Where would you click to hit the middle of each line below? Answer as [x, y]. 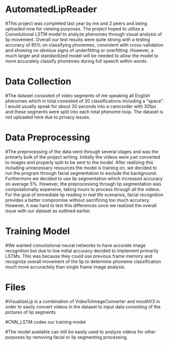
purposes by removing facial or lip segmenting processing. [67, 337]
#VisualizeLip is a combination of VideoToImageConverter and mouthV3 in [83, 301]
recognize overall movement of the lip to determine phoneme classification [83, 261]
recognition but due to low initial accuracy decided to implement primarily [82, 251]
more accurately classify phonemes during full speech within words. [76, 61]
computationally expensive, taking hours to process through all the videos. [83, 189]
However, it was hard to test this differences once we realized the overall [81, 205]
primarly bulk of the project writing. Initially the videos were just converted [83, 157]
